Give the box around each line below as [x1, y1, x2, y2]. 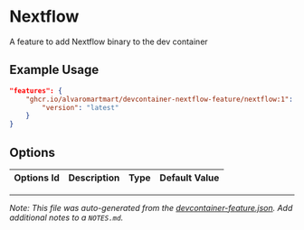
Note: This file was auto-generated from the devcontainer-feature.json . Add [9, 202, 293, 213]
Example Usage [9, 62, 100, 78]
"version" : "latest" [42, 103, 119, 112]
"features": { [9, 86, 63, 96]
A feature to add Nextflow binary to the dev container [9, 36, 208, 47]
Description [68, 171, 120, 184]
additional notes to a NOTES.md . [9, 212, 124, 223]
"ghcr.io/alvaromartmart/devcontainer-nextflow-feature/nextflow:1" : [25, 95, 294, 104]
